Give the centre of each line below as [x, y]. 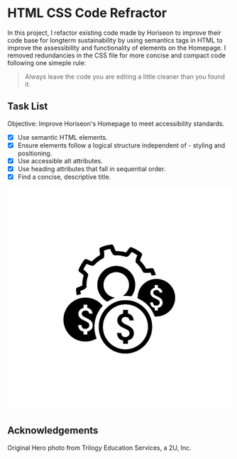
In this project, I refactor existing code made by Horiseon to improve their [114, 33]
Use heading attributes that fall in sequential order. [92, 169]
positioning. [35, 153]
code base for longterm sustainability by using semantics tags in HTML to [115, 40]
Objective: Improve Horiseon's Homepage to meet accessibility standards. [116, 123]
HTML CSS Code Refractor [87, 13]
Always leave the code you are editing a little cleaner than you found [125, 77]
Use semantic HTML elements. [62, 137]
